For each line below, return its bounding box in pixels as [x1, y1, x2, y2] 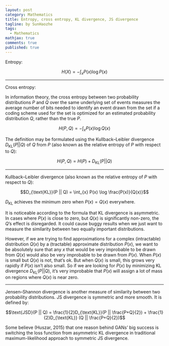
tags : [5, 26, 17, 31]
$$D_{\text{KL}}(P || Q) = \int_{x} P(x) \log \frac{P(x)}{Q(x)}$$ [20, 189, 149, 195]
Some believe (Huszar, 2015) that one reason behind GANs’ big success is [5, 324, 159, 331]
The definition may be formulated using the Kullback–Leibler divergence [5, 136, 154, 142]
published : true [5, 45, 39, 50]
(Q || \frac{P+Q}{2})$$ [78, 315, 126, 321]
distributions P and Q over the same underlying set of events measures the [5, 100, 160, 106]
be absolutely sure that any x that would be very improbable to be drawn [5, 246, 156, 253]
